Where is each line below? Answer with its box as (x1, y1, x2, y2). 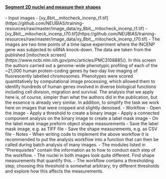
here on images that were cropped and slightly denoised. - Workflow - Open (5, 105, 161, 111)
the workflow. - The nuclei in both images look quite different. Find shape (5, 152, 155, 159)
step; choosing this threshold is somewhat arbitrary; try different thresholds (5, 163, 160, 169)
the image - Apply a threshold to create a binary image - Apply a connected (5, 110, 160, 116)
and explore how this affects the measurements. (5, 168, 104, 174)
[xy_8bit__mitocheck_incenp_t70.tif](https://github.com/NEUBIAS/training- (5, 31, 157, 37)
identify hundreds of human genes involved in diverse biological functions (5, 84, 157, 89)
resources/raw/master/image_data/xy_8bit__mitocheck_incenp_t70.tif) (5, 36, 148, 42)
